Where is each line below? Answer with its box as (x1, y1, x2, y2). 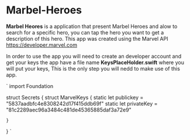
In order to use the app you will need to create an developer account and (6, 52, 182, 60)
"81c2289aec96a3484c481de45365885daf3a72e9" (6, 106, 132, 113)
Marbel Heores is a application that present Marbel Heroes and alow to (6, 23, 178, 30)
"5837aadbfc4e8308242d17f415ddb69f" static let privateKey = (6, 100, 158, 107)
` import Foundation (6, 82, 54, 89)
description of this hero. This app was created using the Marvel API (6, 35, 168, 42)
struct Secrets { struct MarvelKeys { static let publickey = (6, 94, 144, 101)
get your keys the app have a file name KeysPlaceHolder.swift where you (6, 59, 184, 66)
